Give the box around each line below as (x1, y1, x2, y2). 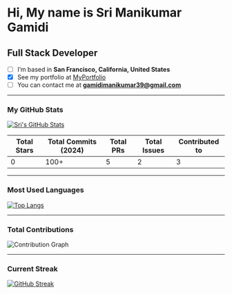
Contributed (178, 137, 220, 146)
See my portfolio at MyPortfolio (17, 73, 106, 81)
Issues (142, 146, 165, 155)
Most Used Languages (7, 185, 84, 195)
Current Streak (7, 264, 58, 273)
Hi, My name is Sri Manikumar (7, 5, 182, 21)
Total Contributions (7, 224, 74, 234)
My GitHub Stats (7, 105, 64, 115)
